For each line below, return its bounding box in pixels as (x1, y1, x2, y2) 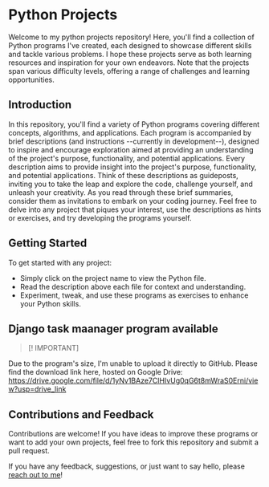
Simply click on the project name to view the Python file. (19, 273, 206, 282)
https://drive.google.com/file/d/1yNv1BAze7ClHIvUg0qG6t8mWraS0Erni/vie (8, 375, 259, 386)
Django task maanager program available (8, 322, 218, 335)
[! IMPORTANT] (27, 343, 79, 353)
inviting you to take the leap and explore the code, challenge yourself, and (8, 179, 253, 189)
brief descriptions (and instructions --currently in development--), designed (8, 136, 259, 146)
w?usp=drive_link (8, 384, 67, 394)
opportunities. (8, 75, 55, 84)
